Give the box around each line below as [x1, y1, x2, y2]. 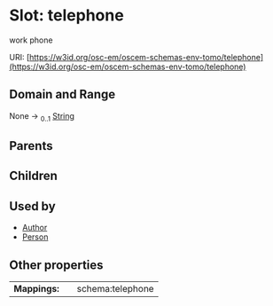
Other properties [9, 257, 104, 272]
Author [21, 223, 48, 233]
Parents [9, 138, 53, 153]
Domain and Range [9, 87, 116, 102]
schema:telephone [76, 282, 154, 294]
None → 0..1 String [9, 110, 75, 123]
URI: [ [9, 51, 30, 62]
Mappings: [13, 282, 60, 294]
